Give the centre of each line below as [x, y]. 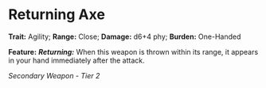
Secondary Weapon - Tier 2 [54, 75]
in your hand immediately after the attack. [76, 60]
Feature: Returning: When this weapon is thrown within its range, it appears [133, 52]
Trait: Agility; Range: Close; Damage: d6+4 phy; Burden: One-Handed [125, 36]
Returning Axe [57, 15]
